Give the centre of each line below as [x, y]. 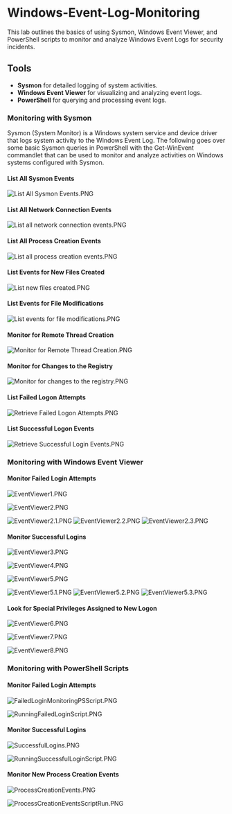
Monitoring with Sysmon [50, 118]
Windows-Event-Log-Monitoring [104, 13]
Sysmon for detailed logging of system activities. [87, 85]
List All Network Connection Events [60, 209]
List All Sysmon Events [41, 178]
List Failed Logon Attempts [46, 397]
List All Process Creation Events [54, 241]
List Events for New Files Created [56, 272]
